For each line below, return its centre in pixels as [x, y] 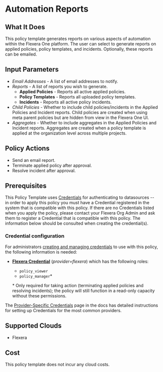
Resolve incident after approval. [44, 170]
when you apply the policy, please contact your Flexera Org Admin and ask [80, 213]
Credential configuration [35, 236]
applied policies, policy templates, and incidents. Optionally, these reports [79, 49]
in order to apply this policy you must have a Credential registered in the [77, 203]
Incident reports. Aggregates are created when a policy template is [79, 128]
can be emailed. [21, 54]
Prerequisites [26, 186]
